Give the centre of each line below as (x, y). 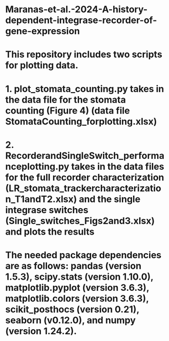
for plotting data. (42, 65)
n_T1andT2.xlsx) (41, 199)
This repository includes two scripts (84, 54)
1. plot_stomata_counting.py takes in (85, 89)
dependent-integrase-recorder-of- (81, 20)
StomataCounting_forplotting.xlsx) (81, 121)
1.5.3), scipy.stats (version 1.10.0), (79, 277)
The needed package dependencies (83, 255)
